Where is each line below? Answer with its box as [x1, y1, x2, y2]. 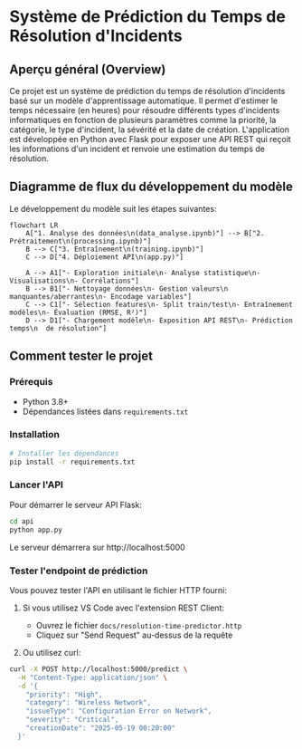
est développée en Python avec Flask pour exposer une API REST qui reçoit [9, 134, 291, 144]
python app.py [9, 525, 63, 534]
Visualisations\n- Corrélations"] [9, 276, 140, 285]
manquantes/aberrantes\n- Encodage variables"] [9, 292, 193, 301]
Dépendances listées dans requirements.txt [22, 406, 189, 417]
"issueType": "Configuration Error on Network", [25, 706, 212, 716]
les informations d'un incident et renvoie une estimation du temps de [9, 143, 265, 154]
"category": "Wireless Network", [25, 698, 152, 707]
